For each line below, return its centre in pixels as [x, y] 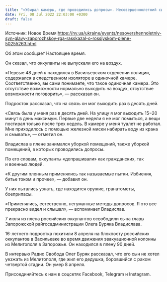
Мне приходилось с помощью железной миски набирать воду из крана [82, 129]
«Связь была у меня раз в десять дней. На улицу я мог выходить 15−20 [81, 113]
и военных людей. [24, 164]
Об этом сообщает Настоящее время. [45, 53]
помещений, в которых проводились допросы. [55, 149]
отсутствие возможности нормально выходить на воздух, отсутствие [80, 89]
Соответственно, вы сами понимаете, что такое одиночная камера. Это [82, 83]
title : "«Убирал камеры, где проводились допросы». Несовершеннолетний [81, 10]
